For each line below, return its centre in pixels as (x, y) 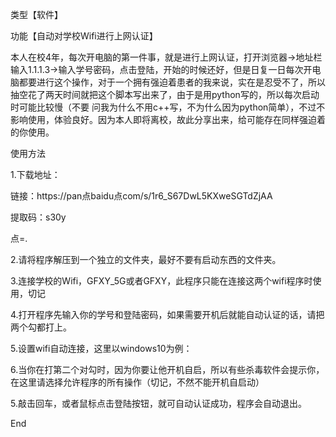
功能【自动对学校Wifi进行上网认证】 (84, 36)
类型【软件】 (36, 14)
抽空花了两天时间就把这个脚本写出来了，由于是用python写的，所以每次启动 (165, 94)
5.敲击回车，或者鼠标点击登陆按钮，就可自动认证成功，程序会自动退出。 (158, 403)
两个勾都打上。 (41, 327)
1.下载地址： (35, 174)
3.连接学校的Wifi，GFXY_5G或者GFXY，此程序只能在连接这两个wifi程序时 (161, 281)
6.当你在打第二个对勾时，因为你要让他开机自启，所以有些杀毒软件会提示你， (167, 369)
